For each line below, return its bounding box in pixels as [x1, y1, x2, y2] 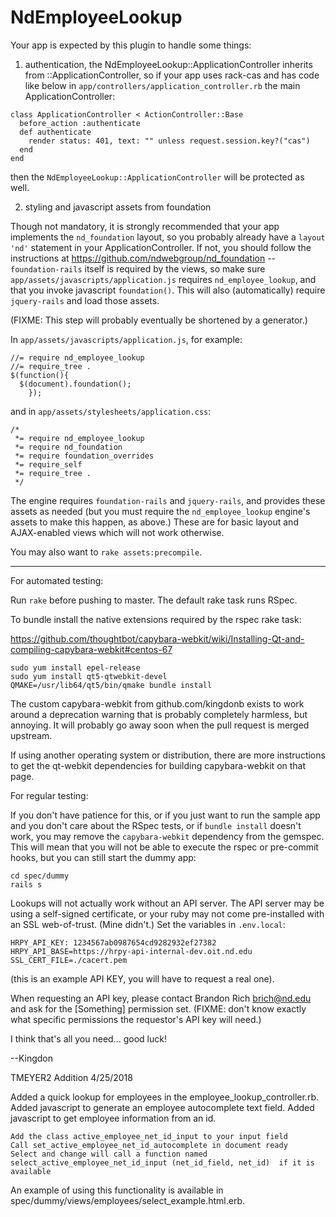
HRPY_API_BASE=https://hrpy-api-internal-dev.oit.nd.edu [10, 946, 253, 956]
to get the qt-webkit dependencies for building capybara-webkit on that [10, 759, 307, 771]
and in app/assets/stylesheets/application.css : [10, 405, 212, 417]
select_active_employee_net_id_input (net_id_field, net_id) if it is [10, 1157, 315, 1168]
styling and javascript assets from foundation [24, 201, 212, 213]
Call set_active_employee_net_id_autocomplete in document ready [10, 1140, 288, 1150]
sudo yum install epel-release [10, 662, 141, 673]
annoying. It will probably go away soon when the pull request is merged [10, 719, 310, 731]
